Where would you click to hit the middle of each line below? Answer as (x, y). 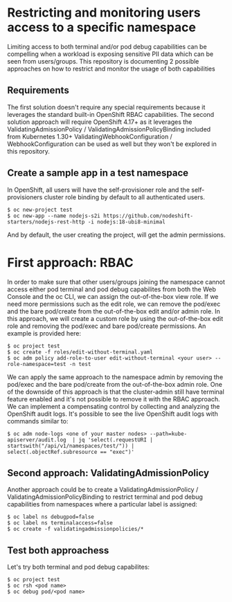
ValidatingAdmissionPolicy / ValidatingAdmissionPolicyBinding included (109, 129)
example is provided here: (44, 333)
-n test (80, 364)
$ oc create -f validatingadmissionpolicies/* (75, 529)
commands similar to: (38, 421)
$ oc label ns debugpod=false (51, 517)
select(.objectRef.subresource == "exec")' (71, 452)
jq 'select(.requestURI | (116, 440)
